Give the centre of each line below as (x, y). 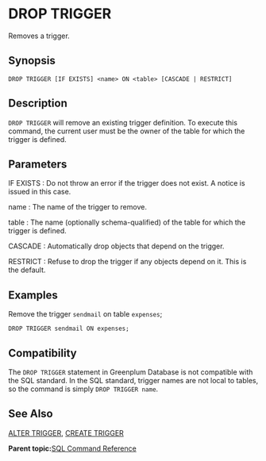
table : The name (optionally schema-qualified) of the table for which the (127, 222)
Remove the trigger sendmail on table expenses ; (85, 314)
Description (38, 104)
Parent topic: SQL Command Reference (72, 448)
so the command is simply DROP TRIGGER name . (83, 389)
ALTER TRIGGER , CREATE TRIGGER (66, 432)
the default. (27, 270)
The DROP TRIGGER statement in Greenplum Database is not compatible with (131, 372)
